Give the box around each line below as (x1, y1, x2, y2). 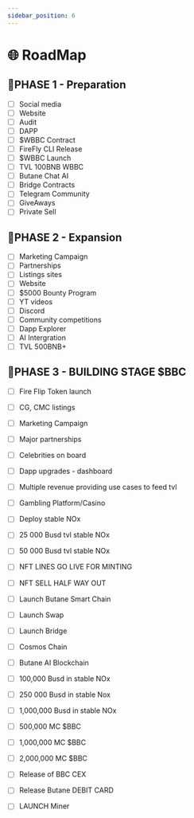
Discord (18, 306, 45, 315)
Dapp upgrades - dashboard (18, 467, 113, 476)
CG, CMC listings (18, 402, 76, 412)
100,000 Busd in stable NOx (18, 674, 111, 683)
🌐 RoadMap (7, 45, 87, 64)
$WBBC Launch (18, 153, 72, 162)
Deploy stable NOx (18, 515, 81, 524)
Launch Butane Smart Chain (18, 594, 111, 604)
